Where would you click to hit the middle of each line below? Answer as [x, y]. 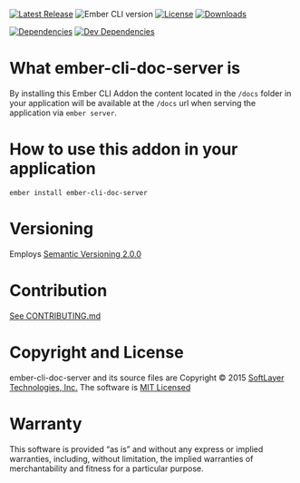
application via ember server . [63, 113]
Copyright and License [97, 352]
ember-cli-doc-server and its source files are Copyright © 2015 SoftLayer [147, 378]
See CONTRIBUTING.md [55, 315]
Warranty [46, 424]
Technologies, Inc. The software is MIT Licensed [100, 387]
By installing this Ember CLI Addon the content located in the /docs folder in [150, 93]
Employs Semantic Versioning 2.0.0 [76, 253]
